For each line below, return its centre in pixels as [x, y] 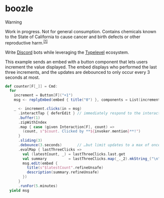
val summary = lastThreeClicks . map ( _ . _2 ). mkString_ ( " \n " [92, 159]
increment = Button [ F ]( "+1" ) [43, 95]
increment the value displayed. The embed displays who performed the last [81, 67]
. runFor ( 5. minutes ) [38, 186]
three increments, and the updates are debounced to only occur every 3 [78, 72]
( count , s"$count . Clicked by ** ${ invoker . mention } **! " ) [82, 132]
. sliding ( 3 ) [30, 141]
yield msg [19, 190]
